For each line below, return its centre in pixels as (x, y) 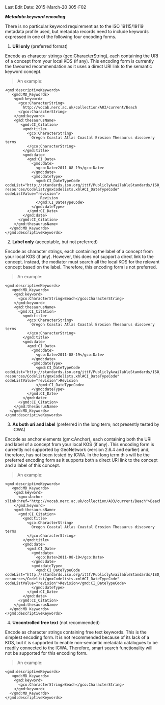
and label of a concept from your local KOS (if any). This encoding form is (80, 444)
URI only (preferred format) (40, 46)
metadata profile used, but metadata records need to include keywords (77, 31)
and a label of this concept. (33, 465)
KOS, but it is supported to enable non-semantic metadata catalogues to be (82, 643)
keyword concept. (23, 72)
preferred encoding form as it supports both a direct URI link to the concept (82, 460)
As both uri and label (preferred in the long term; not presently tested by (86, 424)
